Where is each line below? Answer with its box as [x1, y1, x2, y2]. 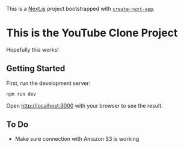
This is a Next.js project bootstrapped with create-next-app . [6, 5, 155, 12]
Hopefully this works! [6, 46, 59, 53]
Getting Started [6, 63, 66, 74]
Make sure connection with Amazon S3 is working [14, 135, 140, 143]
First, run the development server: [6, 79, 91, 87]
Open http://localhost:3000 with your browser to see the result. [6, 102, 164, 109]
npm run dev [6, 91, 36, 97]
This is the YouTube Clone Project [6, 26, 178, 40]
